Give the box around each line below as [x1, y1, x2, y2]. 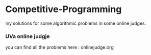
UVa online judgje [5, 33, 50, 40]
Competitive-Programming [5, 4, 122, 15]
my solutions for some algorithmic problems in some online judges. [5, 20, 146, 26]
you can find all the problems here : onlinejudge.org [5, 44, 114, 50]
